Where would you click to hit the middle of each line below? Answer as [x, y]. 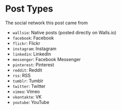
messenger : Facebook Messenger [47, 59]
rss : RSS [22, 75]
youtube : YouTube [31, 102]
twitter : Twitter [29, 86]
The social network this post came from [47, 23]
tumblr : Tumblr [28, 81]
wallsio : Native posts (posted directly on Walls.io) [65, 32]
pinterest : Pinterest [33, 65]
